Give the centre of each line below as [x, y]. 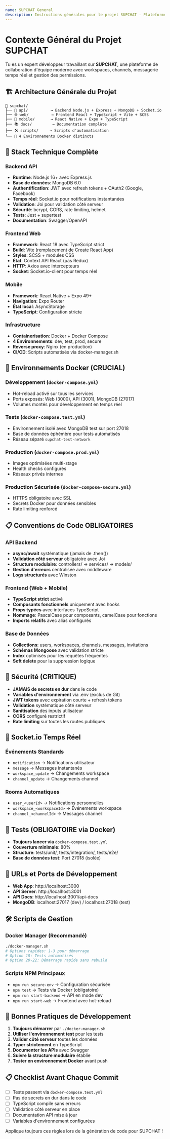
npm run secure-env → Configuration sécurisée [61, 984]
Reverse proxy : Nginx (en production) [52, 346]
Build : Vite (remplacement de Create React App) [63, 250]
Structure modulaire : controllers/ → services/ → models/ [72, 564]
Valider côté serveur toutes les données [55, 1039]
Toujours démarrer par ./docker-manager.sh [59, 1029]
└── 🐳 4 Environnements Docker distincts [50, 136]
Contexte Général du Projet [63, 40]
